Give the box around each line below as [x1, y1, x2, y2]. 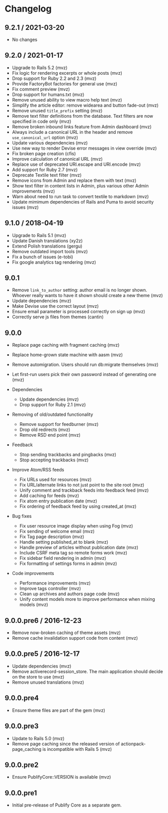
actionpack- [121, 741, 146, 747]
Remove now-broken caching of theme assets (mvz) [12, 630, 121, 636]
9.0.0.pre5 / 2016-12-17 [5, 650, 80, 658]
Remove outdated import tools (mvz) [12, 248, 88, 254]
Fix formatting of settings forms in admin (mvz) [19, 560, 117, 566]
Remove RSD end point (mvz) [19, 432, 81, 438]
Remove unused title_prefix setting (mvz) [12, 107, 103, 114]
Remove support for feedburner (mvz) [19, 421, 99, 427]
